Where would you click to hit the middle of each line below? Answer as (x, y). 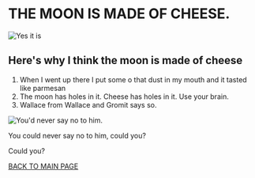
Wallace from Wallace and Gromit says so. (88, 104)
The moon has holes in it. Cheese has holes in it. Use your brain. (124, 97)
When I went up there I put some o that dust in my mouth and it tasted (133, 79)
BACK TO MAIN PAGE (43, 166)
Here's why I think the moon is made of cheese (126, 61)
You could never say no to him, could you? (77, 135)
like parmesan (43, 88)
